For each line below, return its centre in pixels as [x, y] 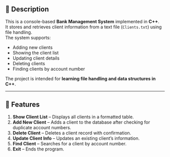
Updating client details [36, 58]
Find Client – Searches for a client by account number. [69, 143]
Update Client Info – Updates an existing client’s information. [76, 138]
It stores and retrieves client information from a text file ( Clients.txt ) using [83, 27]
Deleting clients [29, 63]
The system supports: [28, 37]
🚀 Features [23, 105]
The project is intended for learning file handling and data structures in [80, 78]
